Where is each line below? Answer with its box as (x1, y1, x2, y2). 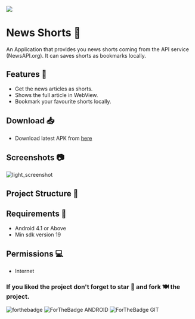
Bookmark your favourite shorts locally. (14, 98, 112, 105)
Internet (14, 268, 35, 275)
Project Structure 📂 (6, 188, 79, 199)
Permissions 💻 (6, 249, 64, 259)
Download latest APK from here (14, 135, 92, 142)
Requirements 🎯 (6, 209, 67, 219)
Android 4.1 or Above (14, 224, 67, 232)
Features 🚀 (6, 69, 47, 80)
